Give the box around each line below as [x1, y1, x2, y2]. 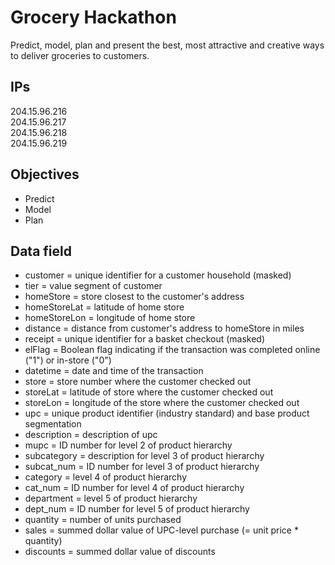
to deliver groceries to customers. [10, 49, 150, 61]
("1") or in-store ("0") [24, 354, 112, 366]
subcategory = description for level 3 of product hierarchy [24, 450, 265, 462]
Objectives [10, 166, 80, 183]
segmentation [24, 418, 82, 430]
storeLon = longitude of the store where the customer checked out [24, 397, 300, 409]
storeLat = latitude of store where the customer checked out [24, 386, 274, 398]
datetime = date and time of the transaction [24, 365, 204, 377]
